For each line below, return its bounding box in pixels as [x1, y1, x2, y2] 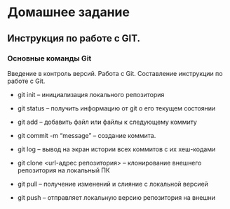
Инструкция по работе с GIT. [7, 32, 141, 44]
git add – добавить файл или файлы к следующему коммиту [17, 118, 198, 126]
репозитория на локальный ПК [17, 166, 110, 175]
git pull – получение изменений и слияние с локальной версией [17, 179, 209, 188]
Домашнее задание [7, 4, 130, 20]
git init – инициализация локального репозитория [17, 90, 165, 99]
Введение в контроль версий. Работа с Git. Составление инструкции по [7, 69, 223, 77]
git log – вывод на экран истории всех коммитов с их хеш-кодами [17, 145, 216, 153]
